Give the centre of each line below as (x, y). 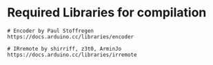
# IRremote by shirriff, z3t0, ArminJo (64, 49)
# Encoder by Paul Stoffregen (51, 31)
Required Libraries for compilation (107, 13)
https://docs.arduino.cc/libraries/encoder (71, 37)
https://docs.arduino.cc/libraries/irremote (72, 55)
